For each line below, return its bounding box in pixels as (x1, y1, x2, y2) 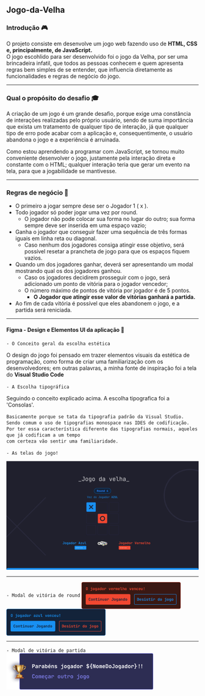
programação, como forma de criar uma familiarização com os (6, 358, 164, 365)
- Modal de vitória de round (6, 592, 81, 599)
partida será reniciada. (15, 306, 72, 314)
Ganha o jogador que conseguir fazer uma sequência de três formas (15, 228, 187, 236)
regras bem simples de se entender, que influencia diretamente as (6, 65, 173, 73)
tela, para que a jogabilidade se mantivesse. (6, 167, 117, 174)
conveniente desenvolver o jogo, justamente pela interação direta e (6, 154, 176, 162)
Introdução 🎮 (6, 24, 48, 32)
